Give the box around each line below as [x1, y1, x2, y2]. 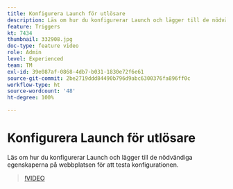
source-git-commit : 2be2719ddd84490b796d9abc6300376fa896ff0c [7, 74, 191, 82]
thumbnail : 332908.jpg [7, 36, 73, 43]
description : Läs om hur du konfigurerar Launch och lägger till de [7, 17, 209, 24]
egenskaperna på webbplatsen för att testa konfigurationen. [7, 161, 179, 169]
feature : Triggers [7, 23, 60, 30]
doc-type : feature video [7, 42, 79, 49]
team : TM [7, 62, 33, 69]
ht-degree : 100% [7, 94, 54, 101]
